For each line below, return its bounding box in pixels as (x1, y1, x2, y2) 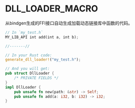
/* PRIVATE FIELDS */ (14, 76, 59, 81)
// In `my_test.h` (5, 30, 43, 35)
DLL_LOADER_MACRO (5, 3, 98, 14)
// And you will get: (5, 66, 50, 71)
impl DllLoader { (5, 85, 41, 90)
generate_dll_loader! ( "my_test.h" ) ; (5, 57, 81, 62)
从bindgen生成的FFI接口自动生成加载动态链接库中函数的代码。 (5, 20, 133, 26)
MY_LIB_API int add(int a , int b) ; (5, 34, 79, 40)
